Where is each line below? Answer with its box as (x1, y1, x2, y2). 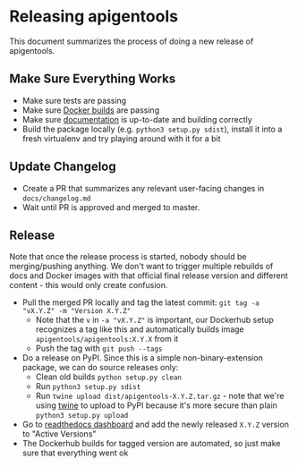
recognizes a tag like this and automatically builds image (35, 324, 244, 335)
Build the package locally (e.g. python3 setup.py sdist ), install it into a (21, 123, 283, 134)
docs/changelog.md (21, 194, 91, 203)
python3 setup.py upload (35, 412, 129, 420)
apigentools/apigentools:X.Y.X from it (35, 334, 179, 344)
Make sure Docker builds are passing (21, 105, 159, 115)
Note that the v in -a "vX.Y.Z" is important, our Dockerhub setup (35, 315, 275, 326)
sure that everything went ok (21, 447, 129, 458)
